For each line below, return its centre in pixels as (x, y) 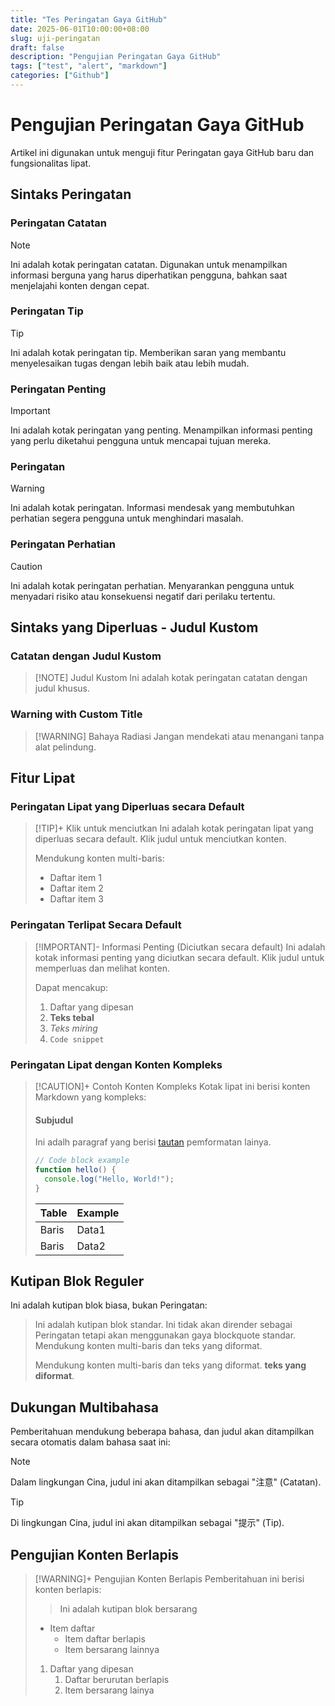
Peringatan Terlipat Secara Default (96, 925)
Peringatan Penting (58, 389)
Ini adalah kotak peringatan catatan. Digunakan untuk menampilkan (149, 264)
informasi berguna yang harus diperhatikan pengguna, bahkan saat (149, 275)
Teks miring (73, 1028)
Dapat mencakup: (71, 987)
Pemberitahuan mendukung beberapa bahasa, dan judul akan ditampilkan (162, 1432)
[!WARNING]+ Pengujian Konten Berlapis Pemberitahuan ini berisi (169, 1579)
